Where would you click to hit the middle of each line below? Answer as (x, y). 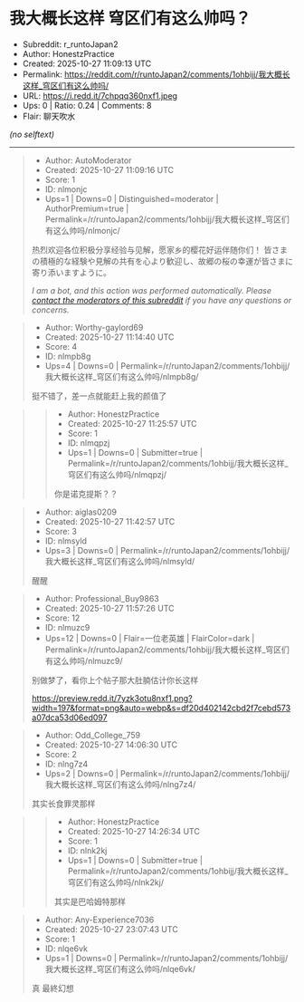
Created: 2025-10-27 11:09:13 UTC (87, 63)
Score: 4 (61, 346)
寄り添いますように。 (71, 272)
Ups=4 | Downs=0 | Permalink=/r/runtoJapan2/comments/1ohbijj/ (167, 366)
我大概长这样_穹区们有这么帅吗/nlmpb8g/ (122, 376)
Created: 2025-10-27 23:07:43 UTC (111, 929)
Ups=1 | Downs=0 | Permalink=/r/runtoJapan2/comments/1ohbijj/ (166, 958)
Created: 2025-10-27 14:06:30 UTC (111, 745)
